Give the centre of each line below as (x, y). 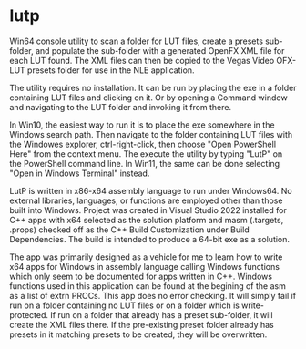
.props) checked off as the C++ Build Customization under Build (130, 230)
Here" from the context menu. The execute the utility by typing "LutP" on (146, 154)
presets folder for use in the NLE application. (111, 70)
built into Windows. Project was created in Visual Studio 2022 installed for (148, 210)
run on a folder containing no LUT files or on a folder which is (124, 305)
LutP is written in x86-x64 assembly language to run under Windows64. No (151, 190)
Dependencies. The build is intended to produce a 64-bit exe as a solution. (149, 239)
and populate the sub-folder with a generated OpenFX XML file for (160, 50)
